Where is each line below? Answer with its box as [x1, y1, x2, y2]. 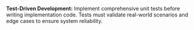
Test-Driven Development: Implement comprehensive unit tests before [6, 5, 180, 12]
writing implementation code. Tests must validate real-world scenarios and [6, 11, 188, 18]
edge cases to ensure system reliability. [6, 18, 103, 24]
